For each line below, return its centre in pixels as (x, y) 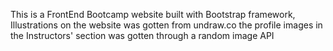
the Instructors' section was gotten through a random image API (142, 35)
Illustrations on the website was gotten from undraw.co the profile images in (166, 25)
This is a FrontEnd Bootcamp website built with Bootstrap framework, (153, 14)
